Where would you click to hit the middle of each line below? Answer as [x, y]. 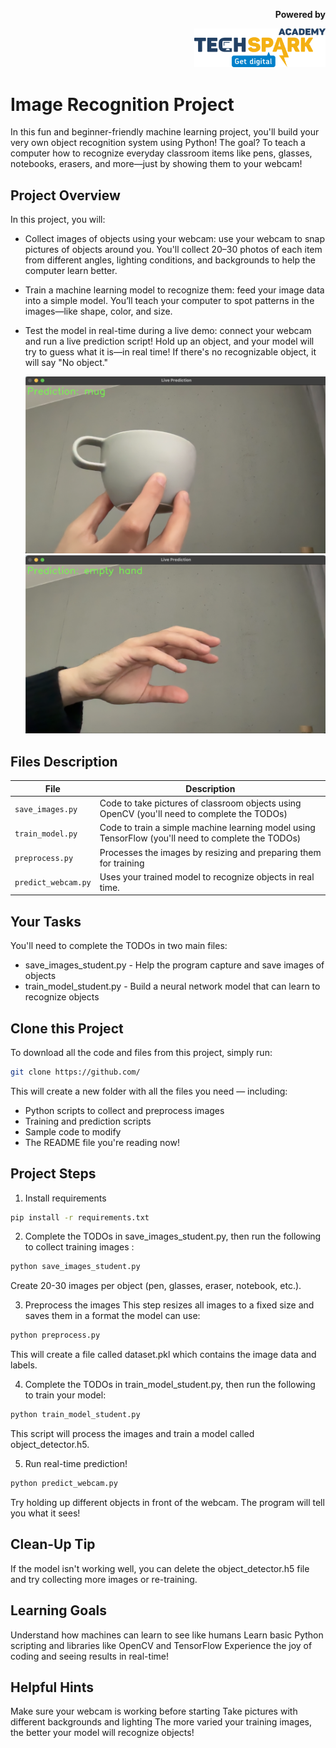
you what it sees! [45, 1513]
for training [122, 863]
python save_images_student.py [75, 1267]
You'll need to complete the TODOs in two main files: [119, 946]
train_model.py [46, 834]
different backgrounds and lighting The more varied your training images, [161, 1722]
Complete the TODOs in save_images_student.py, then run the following [173, 1236]
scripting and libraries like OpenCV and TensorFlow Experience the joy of [161, 1645]
